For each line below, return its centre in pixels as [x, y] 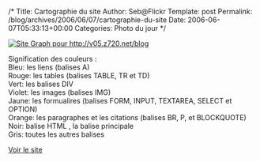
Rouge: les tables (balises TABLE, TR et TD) [79, 75]
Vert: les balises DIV [41, 84]
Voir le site [25, 150]
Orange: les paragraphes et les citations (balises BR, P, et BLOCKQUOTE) [127, 117]
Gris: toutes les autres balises [57, 134]
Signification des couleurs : [53, 59]
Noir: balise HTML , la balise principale [71, 126]
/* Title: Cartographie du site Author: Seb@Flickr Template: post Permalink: [130, 11]
